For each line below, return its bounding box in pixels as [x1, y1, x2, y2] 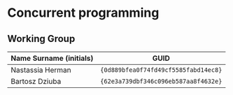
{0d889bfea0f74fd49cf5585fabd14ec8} [100, 66, 223, 74]
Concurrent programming [7, 5, 160, 21]
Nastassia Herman [10, 65, 71, 75]
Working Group [7, 33, 76, 45]
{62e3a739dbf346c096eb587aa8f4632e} [100, 78, 223, 85]
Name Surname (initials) [10, 54, 94, 63]
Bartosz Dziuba [10, 77, 62, 86]
